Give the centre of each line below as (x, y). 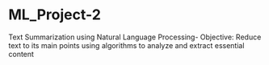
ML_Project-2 (55, 15)
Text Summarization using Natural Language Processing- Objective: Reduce (135, 37)
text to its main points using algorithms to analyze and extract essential (126, 45)
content (21, 54)
